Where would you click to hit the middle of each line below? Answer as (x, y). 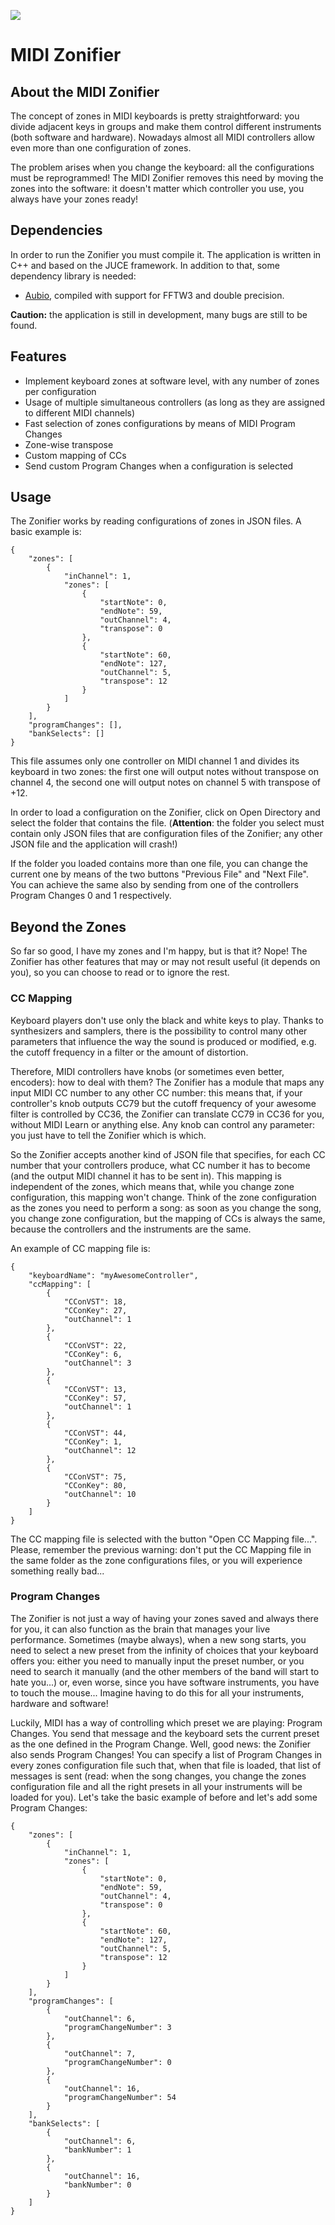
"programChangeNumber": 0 (117, 2062)
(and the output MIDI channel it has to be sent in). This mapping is (146, 1176)
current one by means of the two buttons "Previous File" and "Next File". (159, 874)
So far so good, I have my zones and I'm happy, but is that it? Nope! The (159, 951)
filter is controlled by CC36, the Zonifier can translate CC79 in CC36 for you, (167, 1114)
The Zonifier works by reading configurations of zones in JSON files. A (156, 521)
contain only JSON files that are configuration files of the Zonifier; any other (166, 834)
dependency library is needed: (73, 276)
